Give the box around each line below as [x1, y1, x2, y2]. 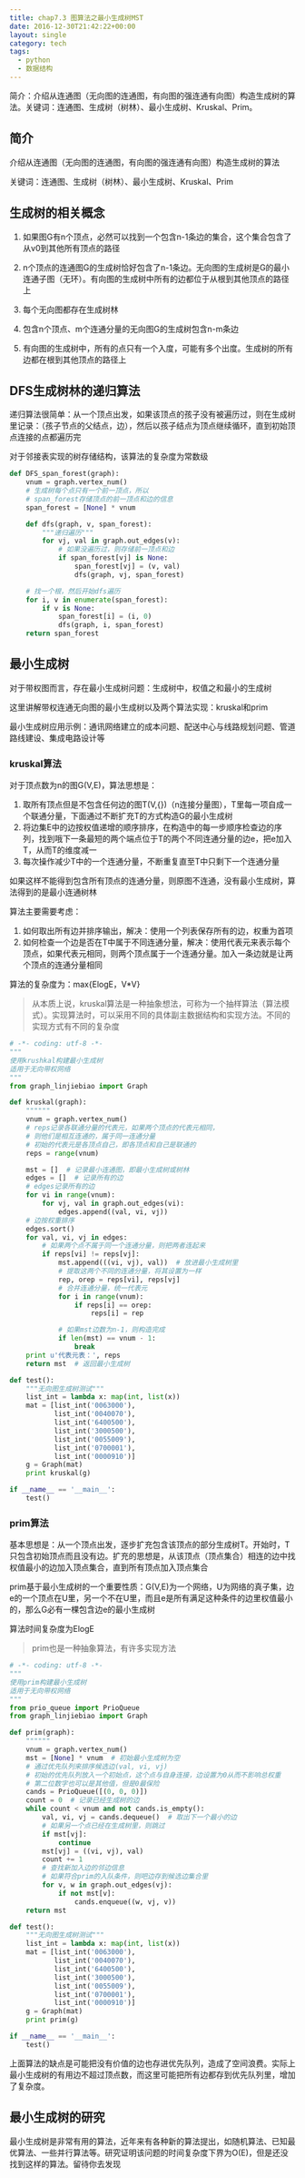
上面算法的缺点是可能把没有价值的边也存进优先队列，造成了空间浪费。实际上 [9, 2058, 296, 2069]
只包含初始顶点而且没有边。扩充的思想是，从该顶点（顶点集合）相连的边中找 [9, 1551, 296, 1562]
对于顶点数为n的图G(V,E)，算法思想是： [9, 780, 157, 791]
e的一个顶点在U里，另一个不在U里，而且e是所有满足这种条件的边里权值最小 [9, 1593, 293, 1604]
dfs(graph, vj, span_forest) [74, 570, 184, 579]
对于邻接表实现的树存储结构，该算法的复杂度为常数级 [9, 451, 209, 462]
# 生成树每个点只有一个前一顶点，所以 [25, 486, 150, 496]
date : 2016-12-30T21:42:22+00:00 [9, 22, 136, 31]
